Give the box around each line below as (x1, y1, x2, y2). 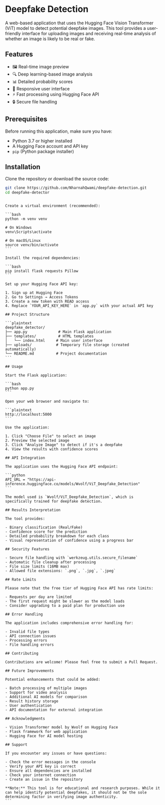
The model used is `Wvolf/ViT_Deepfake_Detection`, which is (5, 495, 134, 500)
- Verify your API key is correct (5, 764, 77, 769)
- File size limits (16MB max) (5, 564, 70, 569)
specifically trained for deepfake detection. (5, 499, 103, 504)
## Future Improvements (5, 668, 54, 673)
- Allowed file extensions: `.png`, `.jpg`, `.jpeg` (5, 569, 116, 574)
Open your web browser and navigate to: (5, 399, 90, 404)
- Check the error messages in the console (5, 760, 96, 765)
